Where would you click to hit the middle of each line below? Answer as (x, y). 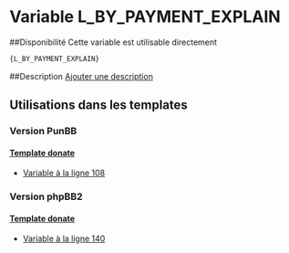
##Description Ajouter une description (81, 76)
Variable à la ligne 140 (64, 238)
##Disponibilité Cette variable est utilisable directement (113, 42)
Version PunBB (43, 132)
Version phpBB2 (46, 196)
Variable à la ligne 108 (64, 173)
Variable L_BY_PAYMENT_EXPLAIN (145, 17)
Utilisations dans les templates (99, 105)
